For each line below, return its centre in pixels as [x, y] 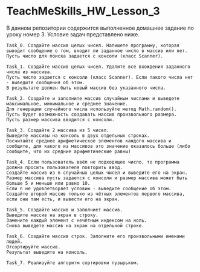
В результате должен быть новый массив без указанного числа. [86, 88]
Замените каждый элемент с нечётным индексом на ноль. [77, 220]
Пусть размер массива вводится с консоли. [60, 119]
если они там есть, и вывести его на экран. [63, 199]
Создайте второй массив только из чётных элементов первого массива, [96, 194]
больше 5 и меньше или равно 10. [48, 183]
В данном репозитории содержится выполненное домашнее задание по [100, 28]
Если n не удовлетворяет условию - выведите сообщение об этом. [89, 188]
